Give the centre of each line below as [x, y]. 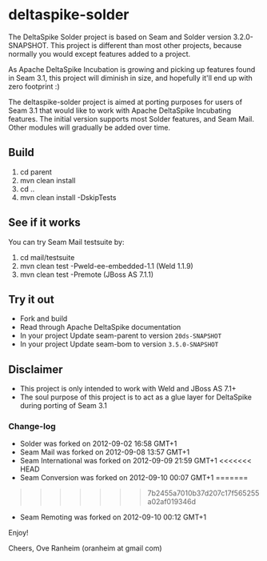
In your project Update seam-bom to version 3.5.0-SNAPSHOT [119, 344]
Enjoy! [19, 533]
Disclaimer [36, 369]
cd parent [36, 172]
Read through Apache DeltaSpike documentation [100, 327]
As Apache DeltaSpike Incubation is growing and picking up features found [132, 69]
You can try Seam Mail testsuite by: [66, 242]
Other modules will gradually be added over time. [89, 127]
